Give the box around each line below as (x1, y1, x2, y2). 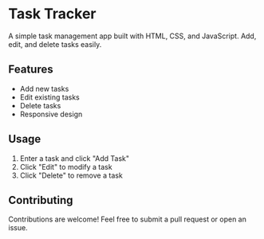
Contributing (8, 193, 73, 207)
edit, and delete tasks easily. (8, 39, 102, 49)
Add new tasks (19, 84, 69, 93)
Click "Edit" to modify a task (19, 162, 113, 171)
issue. (8, 223, 28, 233)
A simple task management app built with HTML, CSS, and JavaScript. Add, (8, 31, 257, 41)
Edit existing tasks (19, 92, 80, 102)
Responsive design (19, 109, 83, 119)
